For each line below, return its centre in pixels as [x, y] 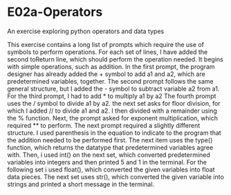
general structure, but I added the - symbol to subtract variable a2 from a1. [113, 89]
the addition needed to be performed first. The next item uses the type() [110, 140]
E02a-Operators [55, 12]
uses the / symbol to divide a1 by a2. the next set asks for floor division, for [114, 103]
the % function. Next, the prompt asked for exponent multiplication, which [112, 118]
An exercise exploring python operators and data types [86, 31]
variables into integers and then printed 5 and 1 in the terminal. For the [107, 162]
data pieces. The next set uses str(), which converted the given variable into [116, 176]
